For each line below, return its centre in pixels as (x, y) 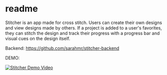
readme (22, 9)
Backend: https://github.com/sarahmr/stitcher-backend (62, 48)
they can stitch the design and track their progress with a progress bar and (82, 33)
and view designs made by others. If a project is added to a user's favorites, (83, 27)
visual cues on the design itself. (38, 38)
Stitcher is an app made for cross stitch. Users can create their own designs (83, 22)
